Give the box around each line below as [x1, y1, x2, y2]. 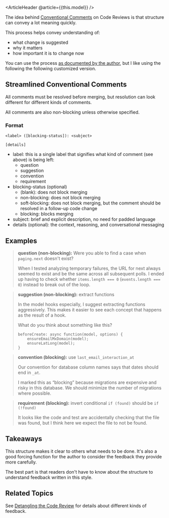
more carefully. [5, 459, 37, 465]
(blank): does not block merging [20, 189, 88, 195]
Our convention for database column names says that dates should [17, 364, 159, 370]
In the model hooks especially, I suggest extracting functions [17, 301, 146, 307]
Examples [5, 237, 37, 245]
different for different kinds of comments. [5, 99, 92, 105]
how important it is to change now [12, 50, 84, 56]
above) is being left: [12, 157, 54, 163]
